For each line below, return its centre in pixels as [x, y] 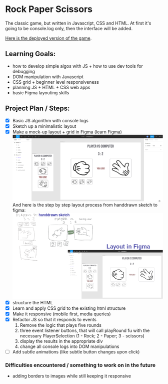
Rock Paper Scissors [49, 9]
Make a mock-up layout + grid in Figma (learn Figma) [67, 132]
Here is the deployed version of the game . [48, 38]
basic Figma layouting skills [41, 92]
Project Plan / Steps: [37, 109]
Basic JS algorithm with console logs [50, 120]
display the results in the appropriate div [61, 341]
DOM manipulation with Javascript [48, 77]
